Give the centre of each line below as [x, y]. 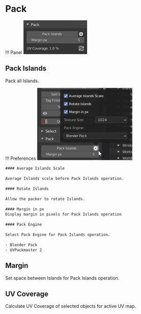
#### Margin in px [25, 209]
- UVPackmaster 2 [24, 250]
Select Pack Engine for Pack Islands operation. [58, 235]
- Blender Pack [21, 245]
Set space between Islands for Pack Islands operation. [62, 278]
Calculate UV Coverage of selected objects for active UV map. [71, 306]
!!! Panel [14, 52]
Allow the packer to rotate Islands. [45, 199]
